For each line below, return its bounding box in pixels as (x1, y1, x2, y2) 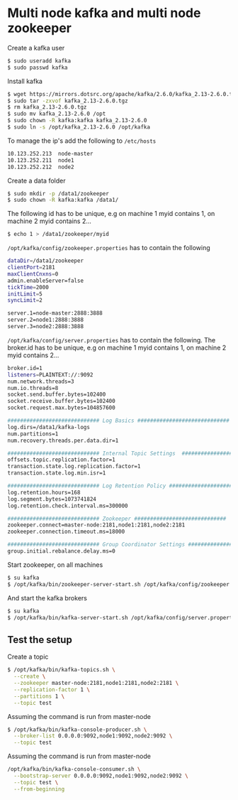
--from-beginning (13, 785, 65, 793)
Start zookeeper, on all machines (7, 560, 103, 569)
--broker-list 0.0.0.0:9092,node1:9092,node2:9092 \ (13, 733, 173, 740)
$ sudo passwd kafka (7, 64, 69, 71)
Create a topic (7, 652, 49, 661)
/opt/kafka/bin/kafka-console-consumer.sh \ (7, 766, 141, 773)
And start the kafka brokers (7, 593, 87, 602)
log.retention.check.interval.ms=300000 (7, 502, 129, 509)
